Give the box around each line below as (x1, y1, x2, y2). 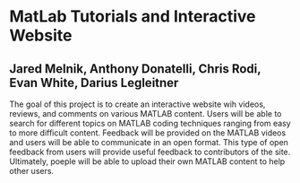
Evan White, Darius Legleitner (9, 74, 179, 91)
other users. (9, 166, 55, 176)
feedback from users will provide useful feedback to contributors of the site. (9, 146, 291, 157)
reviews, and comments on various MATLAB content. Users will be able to (9, 109, 282, 118)
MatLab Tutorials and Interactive (9, 6, 256, 27)
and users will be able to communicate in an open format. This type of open (9, 137, 289, 147)
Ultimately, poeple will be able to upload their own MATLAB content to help (9, 156, 286, 167)
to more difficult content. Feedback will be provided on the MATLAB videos (9, 127, 287, 138)
